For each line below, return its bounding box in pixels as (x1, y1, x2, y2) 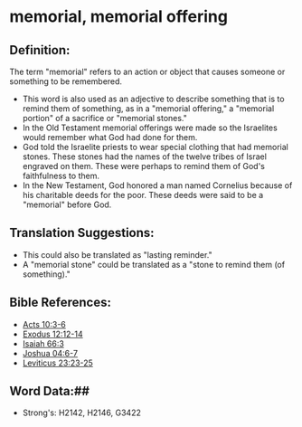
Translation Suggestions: (9, 225, 156, 241)
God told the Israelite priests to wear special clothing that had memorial (22, 142, 289, 152)
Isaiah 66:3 (22, 337, 65, 349)
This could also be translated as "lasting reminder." (22, 249, 212, 260)
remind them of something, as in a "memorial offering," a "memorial (22, 103, 275, 114)
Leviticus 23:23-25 (22, 357, 93, 368)
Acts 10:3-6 (22, 318, 66, 329)
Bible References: (9, 295, 111, 310)
